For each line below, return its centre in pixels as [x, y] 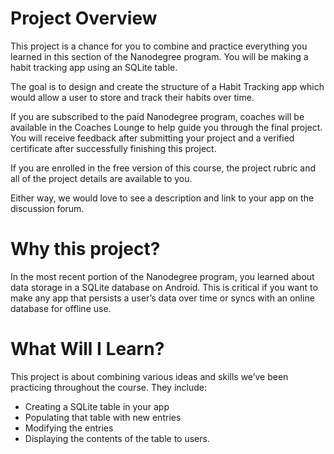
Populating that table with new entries [103, 417]
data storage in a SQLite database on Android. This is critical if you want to [164, 287]
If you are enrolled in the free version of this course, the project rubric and [163, 168]
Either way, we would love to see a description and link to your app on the [162, 198]
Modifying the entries [69, 428]
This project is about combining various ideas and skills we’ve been [149, 376]
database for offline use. [61, 308]
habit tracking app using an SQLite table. [94, 67]
